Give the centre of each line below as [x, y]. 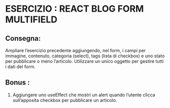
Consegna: [23, 38]
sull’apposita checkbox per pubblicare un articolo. [65, 100]
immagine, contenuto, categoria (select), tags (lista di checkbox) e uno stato [85, 56]
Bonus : [18, 82]
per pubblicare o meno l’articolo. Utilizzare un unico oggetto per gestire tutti [84, 61]
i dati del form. [20, 67]
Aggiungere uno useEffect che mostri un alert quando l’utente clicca [84, 95]
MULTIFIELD [31, 20]
